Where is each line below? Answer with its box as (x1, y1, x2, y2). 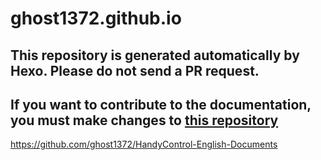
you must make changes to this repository (10, 112, 279, 129)
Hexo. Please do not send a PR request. (10, 62, 260, 79)
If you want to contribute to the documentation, (10, 96, 312, 113)
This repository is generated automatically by (10, 47, 300, 64)
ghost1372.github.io (10, 7, 182, 30)
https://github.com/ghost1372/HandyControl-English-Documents (10, 138, 278, 151)
